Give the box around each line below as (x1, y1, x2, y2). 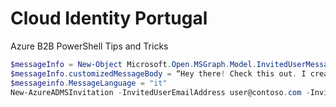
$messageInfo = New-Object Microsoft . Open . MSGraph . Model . (10, 59, 257, 69)
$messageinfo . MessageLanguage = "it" (10, 78, 168, 88)
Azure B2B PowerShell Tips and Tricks (10, 40, 169, 52)
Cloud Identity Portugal (10, 7, 208, 30)
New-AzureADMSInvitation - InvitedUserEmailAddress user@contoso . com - (10, 87, 311, 97)
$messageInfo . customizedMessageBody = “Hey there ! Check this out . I (10, 68, 307, 79)
